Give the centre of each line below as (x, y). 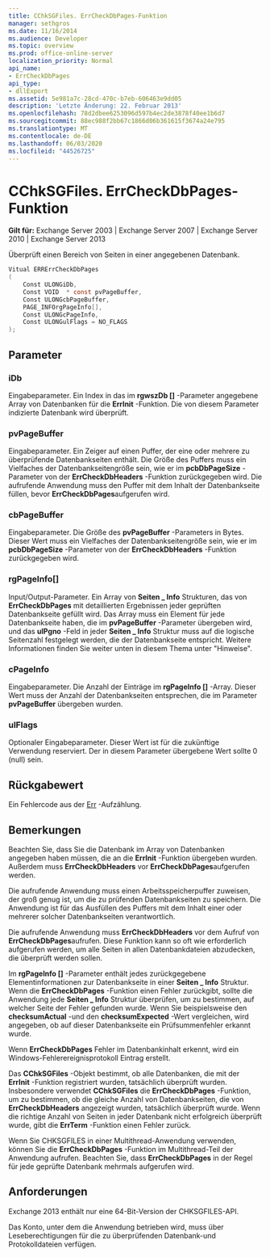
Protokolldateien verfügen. (52, 1244)
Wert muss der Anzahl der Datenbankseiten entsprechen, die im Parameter (133, 696)
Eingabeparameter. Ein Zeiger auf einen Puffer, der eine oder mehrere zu (129, 451)
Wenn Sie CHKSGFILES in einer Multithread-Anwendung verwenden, (122, 1141)
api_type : (25, 83)
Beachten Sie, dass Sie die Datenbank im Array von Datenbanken (117, 849)
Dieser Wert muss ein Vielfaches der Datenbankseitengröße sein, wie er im (133, 541)
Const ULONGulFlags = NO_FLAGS (75, 322)
